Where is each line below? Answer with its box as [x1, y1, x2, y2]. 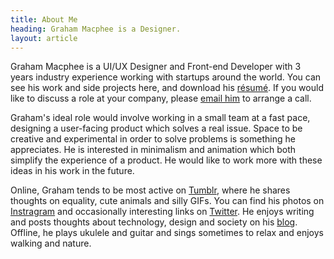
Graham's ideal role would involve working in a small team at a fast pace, [10, 112, 311, 124]
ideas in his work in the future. [10, 165, 135, 177]
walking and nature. [10, 237, 92, 250]
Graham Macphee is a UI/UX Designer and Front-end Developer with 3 [10, 61, 302, 73]
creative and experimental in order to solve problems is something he [10, 133, 296, 145]
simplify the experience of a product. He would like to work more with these [10, 154, 323, 166]
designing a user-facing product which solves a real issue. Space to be [10, 122, 303, 135]
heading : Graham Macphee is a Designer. [10, 24, 182, 34]
